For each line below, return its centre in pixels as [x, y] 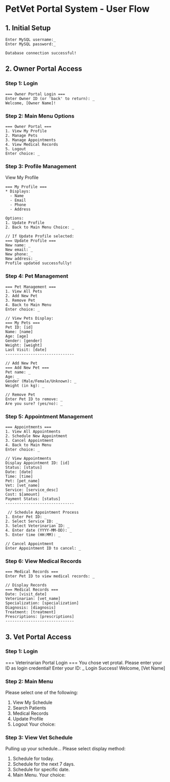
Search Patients [29, 708]
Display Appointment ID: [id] [38, 463]
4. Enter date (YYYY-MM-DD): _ [39, 530]
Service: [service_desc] [32, 490]
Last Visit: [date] [26, 349]
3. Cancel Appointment [29, 440]
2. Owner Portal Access [44, 69]
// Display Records [26, 585]
